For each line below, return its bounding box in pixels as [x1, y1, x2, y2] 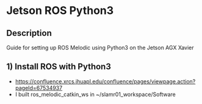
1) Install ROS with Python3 [6, 61, 111, 72]
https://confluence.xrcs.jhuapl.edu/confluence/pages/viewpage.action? [15, 77, 196, 85]
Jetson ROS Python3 [6, 4, 114, 18]
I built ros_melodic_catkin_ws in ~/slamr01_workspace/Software [15, 91, 176, 98]
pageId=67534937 [15, 84, 63, 91]
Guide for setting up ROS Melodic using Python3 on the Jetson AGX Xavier [6, 44, 194, 51]
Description [6, 28, 52, 38]
